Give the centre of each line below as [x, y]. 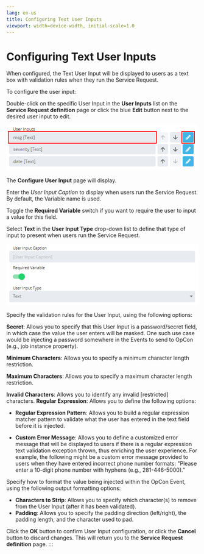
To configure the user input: [41, 92]
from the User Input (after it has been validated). [76, 506]
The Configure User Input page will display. [62, 180]
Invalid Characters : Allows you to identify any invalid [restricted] [87, 395]
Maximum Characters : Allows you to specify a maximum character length [99, 376]
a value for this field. [32, 217]
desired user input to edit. [39, 116]
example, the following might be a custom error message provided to [102, 457]
